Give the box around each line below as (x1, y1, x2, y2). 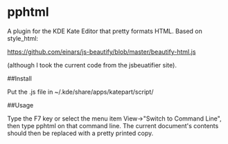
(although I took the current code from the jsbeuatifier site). (7, 61, 177, 69)
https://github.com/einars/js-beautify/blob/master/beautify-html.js (7, 48, 196, 56)
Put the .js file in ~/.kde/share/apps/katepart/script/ (7, 88, 154, 96)
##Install (7, 74, 33, 83)
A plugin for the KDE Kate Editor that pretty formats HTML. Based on (7, 27, 202, 35)
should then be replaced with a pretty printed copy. (7, 129, 154, 137)
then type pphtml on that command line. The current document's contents (7, 121, 219, 130)
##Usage (7, 101, 34, 109)
